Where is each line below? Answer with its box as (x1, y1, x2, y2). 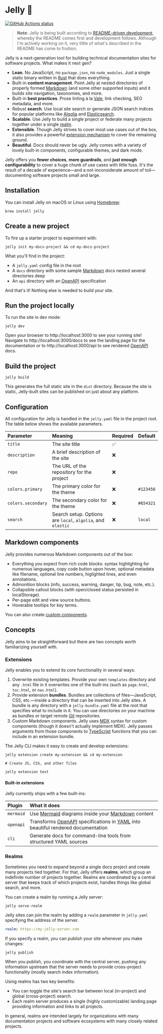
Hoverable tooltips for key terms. (12, 602, 78, 608)
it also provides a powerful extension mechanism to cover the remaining (12, 132, 156, 137)
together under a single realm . (12, 121, 73, 127)
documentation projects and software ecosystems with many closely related (5, 1018, 158, 1024)
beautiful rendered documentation (30, 824, 108, 831)
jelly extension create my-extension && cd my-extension (5, 752, 123, 757)
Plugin (7, 802, 23, 809)
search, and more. (5, 885, 42, 891)
